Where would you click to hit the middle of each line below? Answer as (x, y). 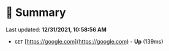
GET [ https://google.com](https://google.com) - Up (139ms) (89, 41)
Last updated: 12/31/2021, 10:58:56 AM (56, 29)
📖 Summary (36, 13)
